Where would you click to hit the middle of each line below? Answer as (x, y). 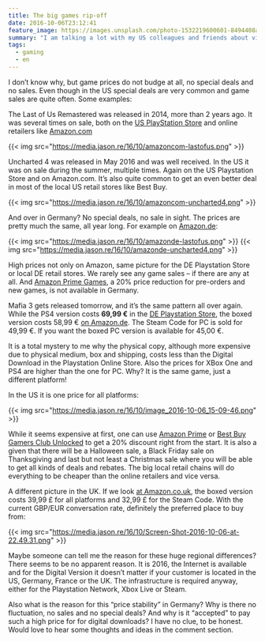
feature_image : (33, 30)
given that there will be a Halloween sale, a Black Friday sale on (111, 451)
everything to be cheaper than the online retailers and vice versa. (114, 476)
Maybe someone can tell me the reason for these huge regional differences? (132, 555)
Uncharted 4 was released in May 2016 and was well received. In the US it (129, 161)
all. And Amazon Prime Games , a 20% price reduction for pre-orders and (127, 281)
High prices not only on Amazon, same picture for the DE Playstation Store (129, 265)
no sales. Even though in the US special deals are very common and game (129, 90)
